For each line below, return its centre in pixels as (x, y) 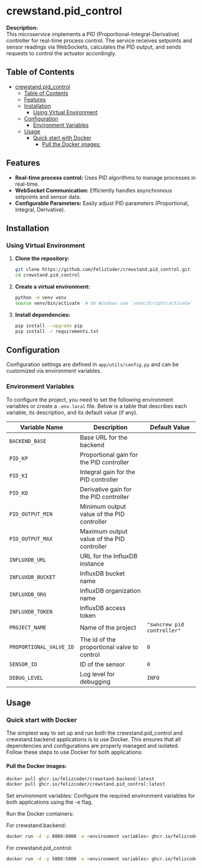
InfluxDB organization (110, 590)
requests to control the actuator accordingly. (61, 53)
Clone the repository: (42, 258)
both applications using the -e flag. (50, 802)
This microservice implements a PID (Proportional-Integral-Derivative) (93, 34)
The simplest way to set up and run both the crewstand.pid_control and (94, 733)
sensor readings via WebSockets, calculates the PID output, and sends (94, 47)
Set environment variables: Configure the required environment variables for (101, 796)
